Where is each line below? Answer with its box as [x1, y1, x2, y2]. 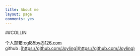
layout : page [5, 12, 32, 17]
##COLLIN [5, 30, 27, 36]
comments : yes [5, 16, 35, 21]
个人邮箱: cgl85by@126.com [5, 40, 62, 46]
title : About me [5, 7, 39, 12]
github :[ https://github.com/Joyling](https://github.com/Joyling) [5, 45, 135, 52]
